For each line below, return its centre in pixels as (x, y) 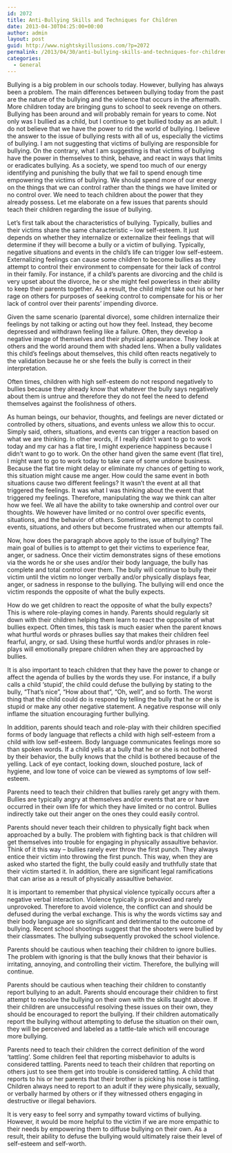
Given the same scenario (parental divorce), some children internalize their (113, 317)
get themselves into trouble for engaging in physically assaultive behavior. (113, 842)
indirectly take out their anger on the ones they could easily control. (103, 814)
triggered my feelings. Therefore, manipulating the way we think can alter (112, 497)
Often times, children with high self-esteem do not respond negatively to (110, 381)
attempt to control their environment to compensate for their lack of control (114, 267)
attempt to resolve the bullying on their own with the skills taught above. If (112, 999)
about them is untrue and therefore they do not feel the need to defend (108, 396)
